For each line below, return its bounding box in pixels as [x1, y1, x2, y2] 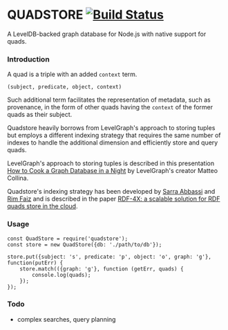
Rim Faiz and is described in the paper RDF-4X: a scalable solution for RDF [7, 194, 220, 203]
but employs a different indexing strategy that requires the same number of [7, 131, 221, 140]
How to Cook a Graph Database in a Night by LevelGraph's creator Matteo [7, 167, 218, 175]
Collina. [7, 174, 29, 183]
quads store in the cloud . [7, 202, 78, 210]
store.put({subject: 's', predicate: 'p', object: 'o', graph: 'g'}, [7, 253, 212, 260]
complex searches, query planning [17, 315, 116, 323]
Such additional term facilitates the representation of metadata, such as [7, 95, 211, 104]
